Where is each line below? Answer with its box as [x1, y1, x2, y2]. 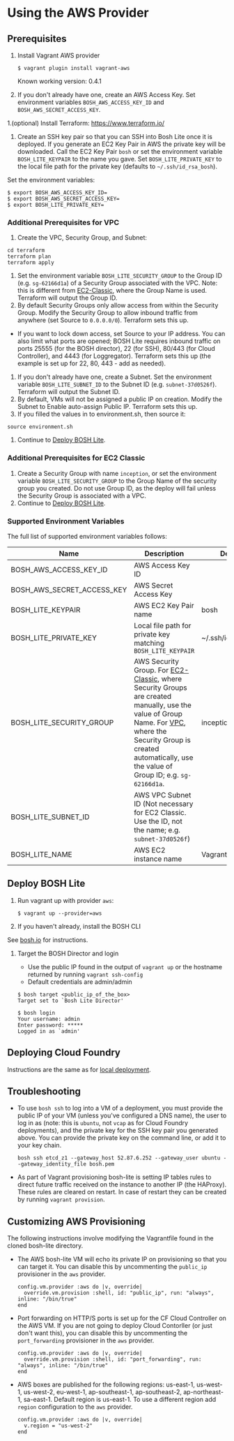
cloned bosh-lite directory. [7, 1242, 84, 1250]
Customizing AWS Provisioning [7, 1215, 146, 1227]
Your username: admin [17, 1015, 80, 1022]
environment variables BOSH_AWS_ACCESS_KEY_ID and [17, 98, 165, 106]
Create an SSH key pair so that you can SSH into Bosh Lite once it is [17, 133, 212, 140]
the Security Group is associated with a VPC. [17, 491, 146, 500]
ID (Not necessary [133, 799, 194, 809]
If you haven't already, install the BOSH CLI [17, 922, 141, 930]
